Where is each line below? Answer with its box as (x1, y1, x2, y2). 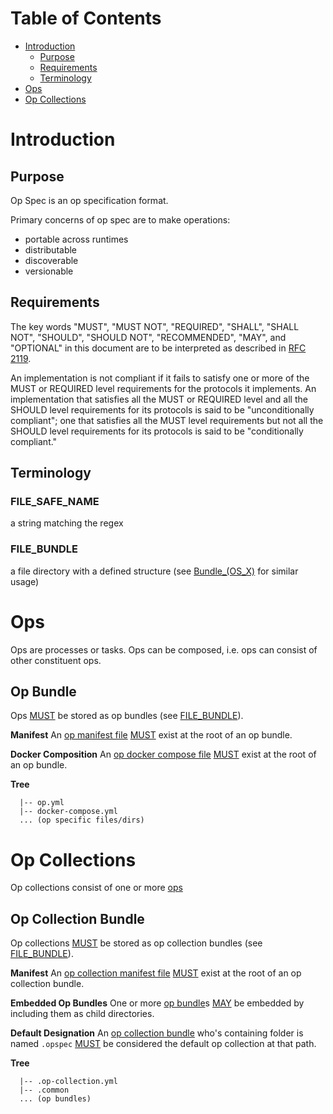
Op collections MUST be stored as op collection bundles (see (10, 937, 263, 949)
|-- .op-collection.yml (19, 1077, 118, 1087)
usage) (10, 575, 40, 587)
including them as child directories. (10, 1008, 155, 1020)
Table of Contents (10, 7, 162, 30)
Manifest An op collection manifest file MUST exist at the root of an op (10, 967, 302, 979)
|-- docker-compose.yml (19, 807, 118, 817)
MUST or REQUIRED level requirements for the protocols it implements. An (10, 382, 317, 394)
